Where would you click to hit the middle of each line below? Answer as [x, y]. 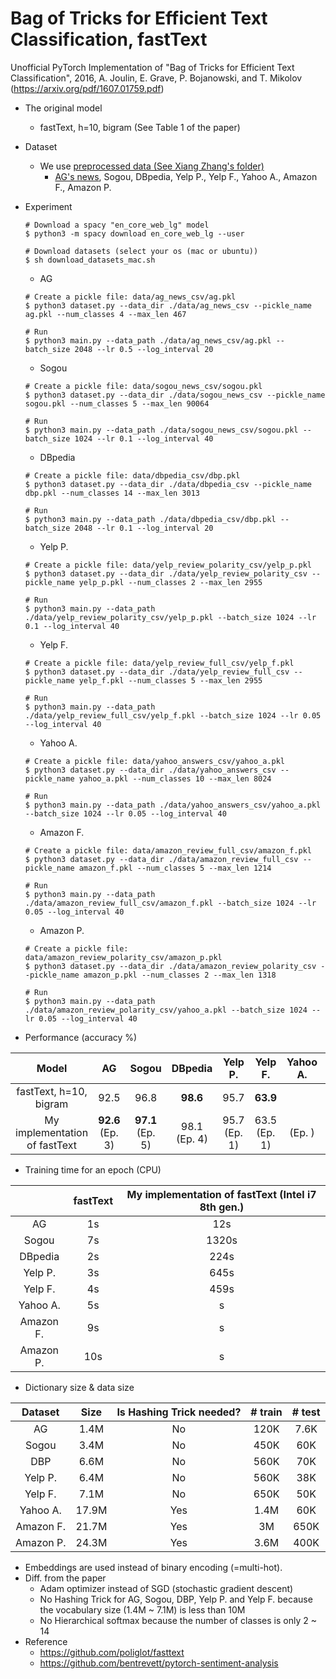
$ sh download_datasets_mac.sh [90, 260]
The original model [63, 108]
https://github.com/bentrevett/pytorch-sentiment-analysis [159, 1663]
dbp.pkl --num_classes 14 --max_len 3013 [112, 493]
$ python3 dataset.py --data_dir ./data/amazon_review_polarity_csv [170, 966]
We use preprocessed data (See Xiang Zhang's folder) [152, 166]
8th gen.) [222, 1207]
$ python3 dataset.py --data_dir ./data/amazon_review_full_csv [161, 859]
